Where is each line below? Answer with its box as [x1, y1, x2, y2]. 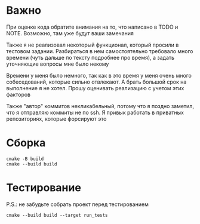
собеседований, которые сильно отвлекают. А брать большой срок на [6, 78, 187, 85]
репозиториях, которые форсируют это [6, 115, 107, 122]
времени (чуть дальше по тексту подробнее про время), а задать [6, 54, 175, 61]
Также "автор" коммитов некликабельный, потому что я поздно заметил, [6, 102, 194, 109]
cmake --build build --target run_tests [6, 212, 109, 218]
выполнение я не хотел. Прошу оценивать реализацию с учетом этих [6, 84, 184, 91]
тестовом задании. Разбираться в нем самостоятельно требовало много [6, 47, 193, 54]
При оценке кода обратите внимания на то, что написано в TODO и [6, 23, 179, 30]
